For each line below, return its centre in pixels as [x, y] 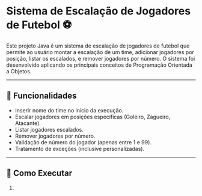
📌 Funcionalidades [41, 96]
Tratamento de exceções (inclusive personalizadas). [80, 149]
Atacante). [28, 123]
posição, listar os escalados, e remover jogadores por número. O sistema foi [101, 58]
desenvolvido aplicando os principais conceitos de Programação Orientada [99, 65]
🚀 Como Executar [39, 173]
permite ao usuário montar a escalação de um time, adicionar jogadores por [100, 52]
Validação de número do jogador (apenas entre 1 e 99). [83, 142]
